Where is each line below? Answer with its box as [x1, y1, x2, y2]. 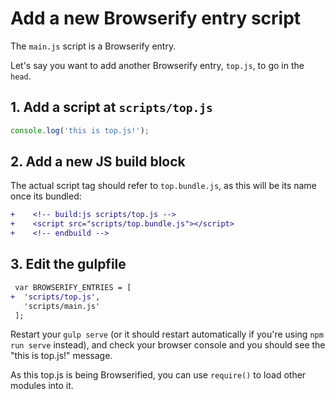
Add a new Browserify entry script [10, 7, 302, 30]
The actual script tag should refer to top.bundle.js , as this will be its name [10, 180, 317, 192]
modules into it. [10, 380, 74, 392]
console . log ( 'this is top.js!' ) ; [10, 125, 150, 136]
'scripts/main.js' [23, 301, 101, 311]
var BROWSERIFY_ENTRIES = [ [14, 282, 132, 292]
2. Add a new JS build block [10, 153, 186, 171]
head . [10, 70, 32, 82]
